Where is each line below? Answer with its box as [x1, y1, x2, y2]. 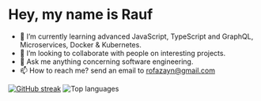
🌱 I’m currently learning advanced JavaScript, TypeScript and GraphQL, [19, 32, 254, 41]
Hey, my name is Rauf [8, 6, 153, 24]
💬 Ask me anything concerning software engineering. [19, 57, 194, 66]
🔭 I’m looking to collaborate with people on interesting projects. [19, 48, 226, 58]
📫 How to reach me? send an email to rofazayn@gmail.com [19, 65, 216, 75]
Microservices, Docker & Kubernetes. [19, 39, 142, 49]
